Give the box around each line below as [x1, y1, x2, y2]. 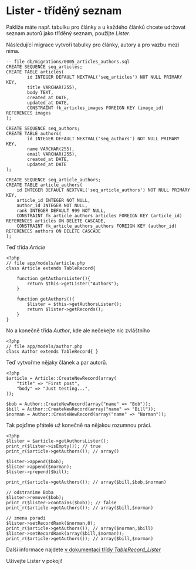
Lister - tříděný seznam [6, 4, 122, 18]
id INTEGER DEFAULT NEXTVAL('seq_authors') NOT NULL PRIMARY [27, 136, 180, 141]
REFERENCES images [6, 110, 51, 116]
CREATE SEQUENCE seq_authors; [6, 125, 80, 131]
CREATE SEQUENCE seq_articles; [6, 63, 83, 70]
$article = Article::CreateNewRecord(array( [6, 375, 117, 381]
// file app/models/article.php [6, 260, 85, 266]
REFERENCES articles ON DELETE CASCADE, [6, 218, 107, 224]
